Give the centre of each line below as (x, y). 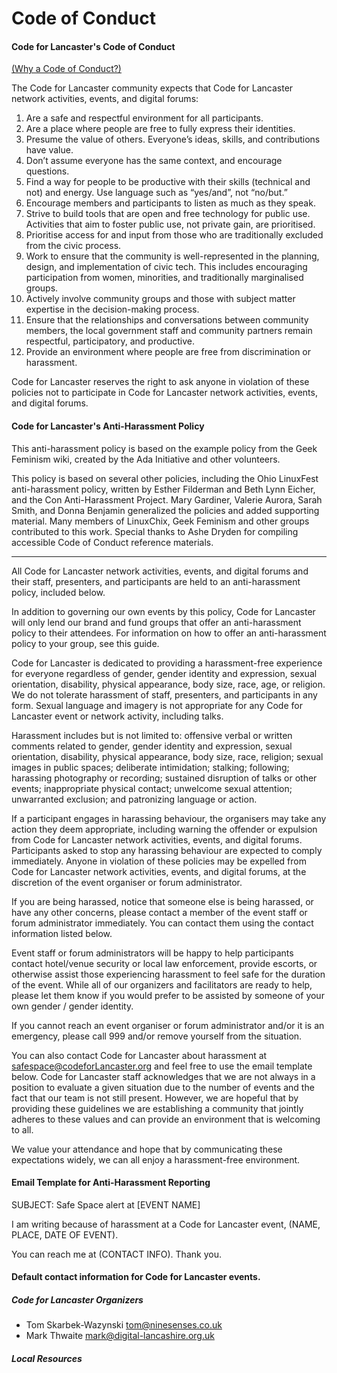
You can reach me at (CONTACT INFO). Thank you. (116, 1254)
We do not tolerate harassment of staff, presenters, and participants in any (164, 694)
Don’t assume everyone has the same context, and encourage (154, 161)
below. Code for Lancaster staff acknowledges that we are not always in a (163, 1076)
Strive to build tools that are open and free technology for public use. (168, 214)
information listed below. (62, 933)
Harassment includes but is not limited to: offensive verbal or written (152, 735)
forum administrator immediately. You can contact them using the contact (162, 923)
